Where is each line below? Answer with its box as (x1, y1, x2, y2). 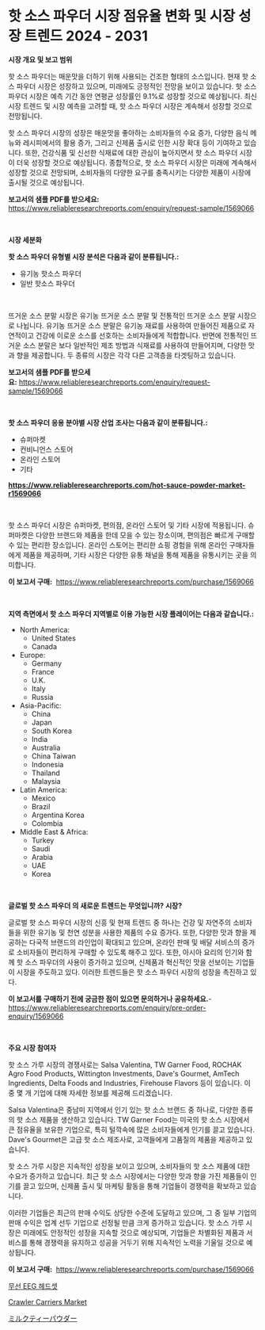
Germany (31, 659, 62, 668)
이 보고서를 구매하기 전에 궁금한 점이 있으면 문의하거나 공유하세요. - (8, 994, 212, 1003)
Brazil (31, 801, 51, 811)
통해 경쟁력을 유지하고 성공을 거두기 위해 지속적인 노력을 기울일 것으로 (28, 1237, 245, 1247)
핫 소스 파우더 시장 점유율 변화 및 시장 (8, 7, 236, 25)
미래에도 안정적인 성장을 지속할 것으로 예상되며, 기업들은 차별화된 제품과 (22, 1228, 245, 1237)
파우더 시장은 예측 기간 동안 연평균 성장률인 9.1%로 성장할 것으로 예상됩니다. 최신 (8, 91, 257, 101)
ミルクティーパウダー (8, 1313, 78, 1323)
